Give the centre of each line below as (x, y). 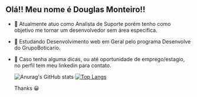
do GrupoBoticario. (37, 48)
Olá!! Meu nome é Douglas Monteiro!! (75, 10)
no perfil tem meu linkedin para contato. (63, 65)
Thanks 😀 (27, 88)
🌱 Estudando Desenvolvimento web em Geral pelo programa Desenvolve (102, 41)
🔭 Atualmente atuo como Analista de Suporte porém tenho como (92, 24)
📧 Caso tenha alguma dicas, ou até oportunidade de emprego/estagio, (99, 59)
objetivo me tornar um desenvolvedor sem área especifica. (86, 30)
